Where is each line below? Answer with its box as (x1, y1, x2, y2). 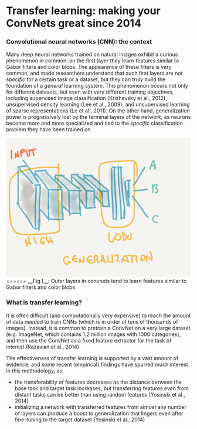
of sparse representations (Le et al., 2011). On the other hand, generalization (6, 107, 191, 114)
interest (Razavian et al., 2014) (6, 343, 80, 350)
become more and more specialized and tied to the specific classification (6, 119, 183, 127)
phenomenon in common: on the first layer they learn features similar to (6, 57, 179, 64)
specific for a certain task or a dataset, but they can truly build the (6, 76, 166, 83)
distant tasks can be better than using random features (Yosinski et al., (14, 391, 186, 398)
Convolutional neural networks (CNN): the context (6, 38, 152, 46)
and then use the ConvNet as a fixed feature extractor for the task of (6, 337, 172, 344)
